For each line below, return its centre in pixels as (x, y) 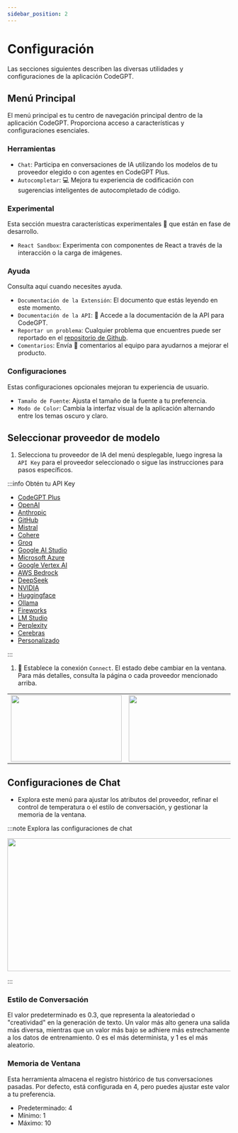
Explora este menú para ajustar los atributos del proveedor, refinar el (118, 800)
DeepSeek (33, 580)
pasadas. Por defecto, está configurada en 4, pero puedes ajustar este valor (119, 1086)
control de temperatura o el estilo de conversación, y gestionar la (113, 807)
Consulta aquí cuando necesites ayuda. (65, 286)
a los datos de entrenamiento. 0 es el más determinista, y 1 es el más (108, 1038)
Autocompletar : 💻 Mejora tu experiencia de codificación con (106, 180)
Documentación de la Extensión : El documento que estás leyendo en (118, 300)
